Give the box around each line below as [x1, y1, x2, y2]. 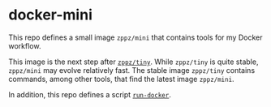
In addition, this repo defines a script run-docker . [8, 89, 172, 99]
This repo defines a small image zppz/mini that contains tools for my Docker [8, 32, 263, 42]
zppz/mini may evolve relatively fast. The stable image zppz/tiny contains [8, 65, 256, 75]
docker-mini [8, 6, 93, 24]
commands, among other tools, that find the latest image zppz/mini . [8, 74, 234, 83]
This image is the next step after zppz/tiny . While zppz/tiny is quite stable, [8, 57, 259, 66]
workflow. [8, 41, 41, 50]
